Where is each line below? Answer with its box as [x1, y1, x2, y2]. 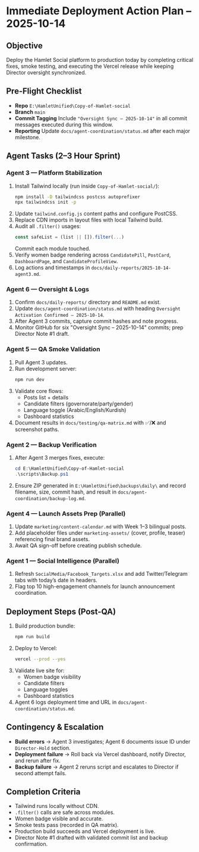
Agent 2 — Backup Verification [6, 441, 97, 449]
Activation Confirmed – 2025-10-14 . [14, 311, 105, 319]
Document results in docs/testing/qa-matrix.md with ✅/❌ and [14, 419, 166, 426]
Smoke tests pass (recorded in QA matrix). [14, 822, 119, 829]
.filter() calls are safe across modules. [14, 809, 115, 816]
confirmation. [14, 841, 48, 848]
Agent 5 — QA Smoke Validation [6, 345, 100, 354]
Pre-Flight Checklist [6, 86, 82, 96]
